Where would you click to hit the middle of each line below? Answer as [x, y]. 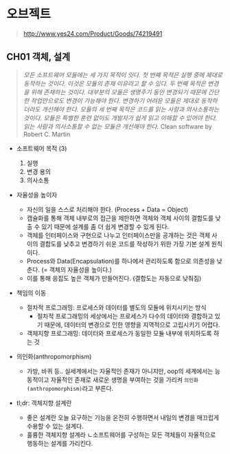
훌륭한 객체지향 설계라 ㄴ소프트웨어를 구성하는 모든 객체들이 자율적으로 [121, 435]
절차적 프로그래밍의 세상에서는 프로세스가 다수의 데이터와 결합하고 [125, 316]
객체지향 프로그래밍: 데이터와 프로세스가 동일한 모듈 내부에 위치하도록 [119, 333]
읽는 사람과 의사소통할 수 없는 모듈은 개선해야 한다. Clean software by [117, 126]
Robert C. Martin [47, 134]
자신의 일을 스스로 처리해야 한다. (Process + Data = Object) [107, 209]
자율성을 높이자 [37, 195]
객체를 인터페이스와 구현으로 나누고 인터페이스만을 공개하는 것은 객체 [118, 235]
